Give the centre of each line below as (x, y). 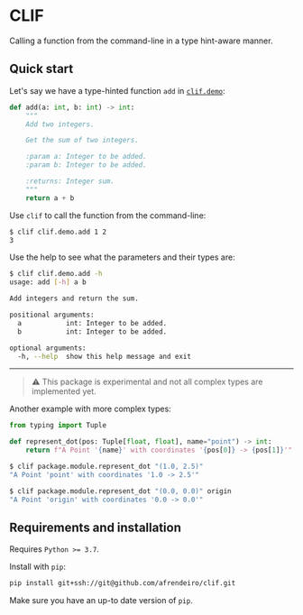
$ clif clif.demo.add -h (56, 274)
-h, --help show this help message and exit (105, 356)
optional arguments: (48, 348)
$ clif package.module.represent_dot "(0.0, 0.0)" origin (120, 491)
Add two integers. (60, 124)
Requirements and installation (96, 527)
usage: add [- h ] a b (48, 282)
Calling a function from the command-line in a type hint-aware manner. (141, 41)
